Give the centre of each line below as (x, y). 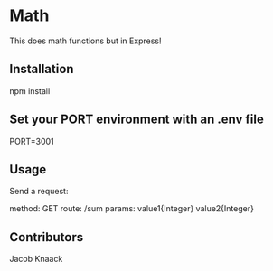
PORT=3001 (32, 141)
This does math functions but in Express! (85, 41)
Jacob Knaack (36, 259)
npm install (30, 90)
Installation (42, 69)
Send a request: (39, 192)
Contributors (47, 237)
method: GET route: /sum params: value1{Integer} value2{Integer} (132, 209)
